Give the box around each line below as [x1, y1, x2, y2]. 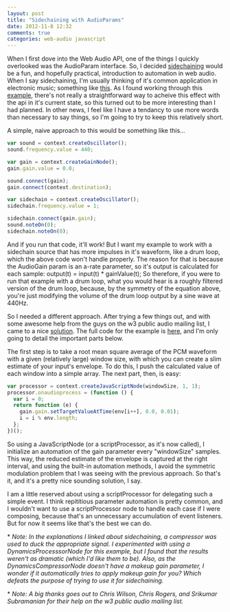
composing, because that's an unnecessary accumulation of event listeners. [7, 511, 223, 520]
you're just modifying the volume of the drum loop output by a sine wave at [7, 291, 220, 299]
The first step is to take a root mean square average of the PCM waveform [7, 347, 218, 355]
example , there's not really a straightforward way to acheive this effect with [7, 91, 220, 100]
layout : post [7, 10, 45, 17]
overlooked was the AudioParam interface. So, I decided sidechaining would [7, 62, 223, 70]
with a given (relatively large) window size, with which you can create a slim [7, 355, 222, 363]
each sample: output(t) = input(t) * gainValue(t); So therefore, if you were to [7, 269, 221, 277]
